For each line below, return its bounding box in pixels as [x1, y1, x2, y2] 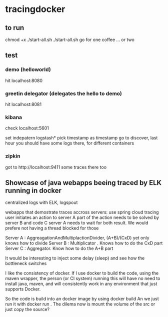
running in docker [5, 186, 61, 194]
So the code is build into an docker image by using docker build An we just [5, 296, 159, 302]
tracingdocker [5, 3, 65, 15]
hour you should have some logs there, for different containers [5, 140, 134, 146]
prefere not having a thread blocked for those [5, 225, 99, 231]
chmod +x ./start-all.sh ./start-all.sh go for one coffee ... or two [5, 36, 135, 42]
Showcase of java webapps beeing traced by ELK [5, 178, 161, 187]
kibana [5, 113, 22, 120]
